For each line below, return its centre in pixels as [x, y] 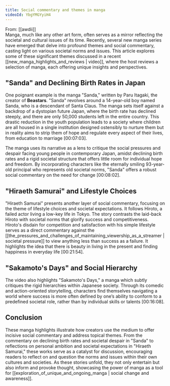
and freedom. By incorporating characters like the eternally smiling [75, 164]
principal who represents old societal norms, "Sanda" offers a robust [85, 170]
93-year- [155, 164]
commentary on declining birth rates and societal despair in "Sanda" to [79, 340]
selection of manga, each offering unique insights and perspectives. [76, 67]
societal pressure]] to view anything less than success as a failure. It [77, 241]
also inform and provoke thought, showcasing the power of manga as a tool [84, 367]
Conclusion [24, 318]
